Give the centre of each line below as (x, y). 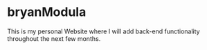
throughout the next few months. (54, 38)
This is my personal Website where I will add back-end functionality (103, 31)
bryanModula (47, 12)
